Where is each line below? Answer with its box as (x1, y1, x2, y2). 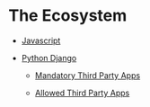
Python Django (21, 52, 77, 63)
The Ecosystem (8, 5, 128, 26)
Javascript (21, 35, 61, 46)
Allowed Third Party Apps (34, 87, 130, 98)
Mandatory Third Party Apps (34, 69, 141, 81)
